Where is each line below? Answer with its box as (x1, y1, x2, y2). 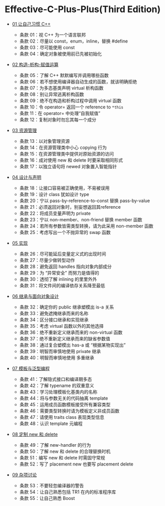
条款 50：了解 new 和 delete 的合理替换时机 (19, 448, 111, 454)
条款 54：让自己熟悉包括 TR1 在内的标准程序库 (19, 489, 117, 495)
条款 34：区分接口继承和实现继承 (19, 317, 89, 323)
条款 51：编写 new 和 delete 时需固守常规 (19, 454, 105, 460)
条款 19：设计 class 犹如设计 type (19, 191, 89, 197)
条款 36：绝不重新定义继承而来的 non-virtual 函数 (19, 329, 123, 335)
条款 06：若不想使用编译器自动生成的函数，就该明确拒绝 (19, 79, 137, 85)
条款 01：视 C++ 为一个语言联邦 (19, 31, 86, 37)
